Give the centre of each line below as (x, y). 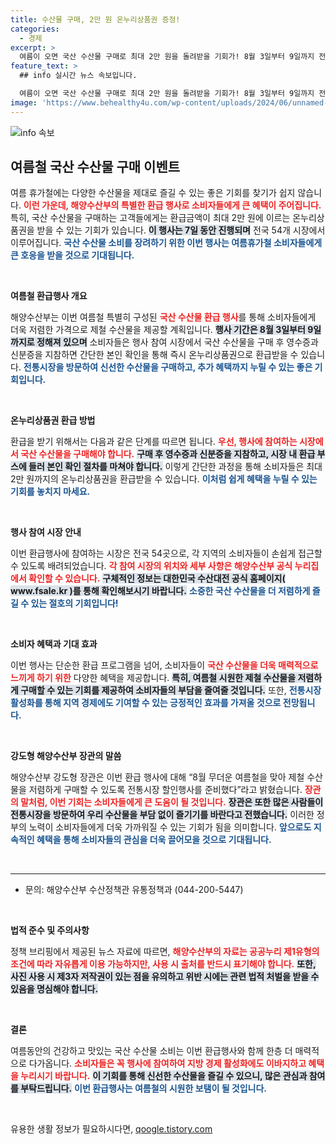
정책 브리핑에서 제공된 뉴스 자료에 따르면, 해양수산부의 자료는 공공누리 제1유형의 (165, 952)
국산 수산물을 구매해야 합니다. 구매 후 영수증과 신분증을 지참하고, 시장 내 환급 (168, 454)
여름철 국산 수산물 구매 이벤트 (95, 167)
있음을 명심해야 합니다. (54, 989)
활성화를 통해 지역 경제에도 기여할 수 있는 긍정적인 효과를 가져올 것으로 (146, 703)
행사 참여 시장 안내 (46, 532)
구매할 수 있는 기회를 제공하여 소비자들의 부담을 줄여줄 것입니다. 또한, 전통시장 (171, 690)
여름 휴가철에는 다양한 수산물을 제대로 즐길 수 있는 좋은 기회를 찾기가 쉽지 (153, 193)
